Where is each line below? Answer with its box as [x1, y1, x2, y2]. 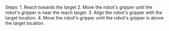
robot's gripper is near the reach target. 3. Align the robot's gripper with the [5, 9, 162, 15]
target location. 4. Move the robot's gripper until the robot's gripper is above [5, 15, 164, 20]
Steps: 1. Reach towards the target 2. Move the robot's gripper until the [5, 4, 153, 10]
